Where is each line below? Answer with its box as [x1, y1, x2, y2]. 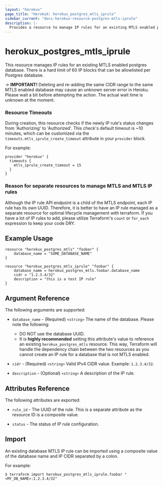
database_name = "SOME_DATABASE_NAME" [14, 251, 92, 256]
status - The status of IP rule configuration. [12, 421, 99, 427]
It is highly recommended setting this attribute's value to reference [19, 336, 154, 342]
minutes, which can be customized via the [5, 130, 89, 136]
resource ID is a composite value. [12, 412, 79, 418]
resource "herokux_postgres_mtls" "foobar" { [5, 247, 98, 252]
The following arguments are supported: [5, 307, 86, 313]
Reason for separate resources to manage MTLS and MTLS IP [5, 183, 153, 189]
